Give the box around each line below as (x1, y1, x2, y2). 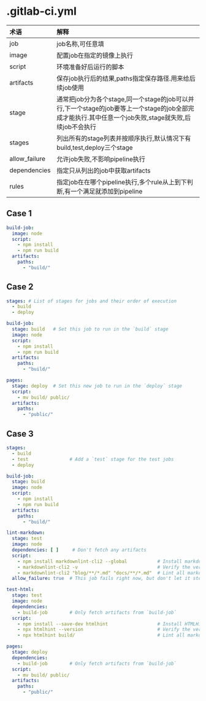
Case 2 (6, 281, 34, 292)
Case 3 (6, 428, 34, 439)
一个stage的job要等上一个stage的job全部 (70, 104, 188, 112)
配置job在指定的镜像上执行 (56, 51, 134, 60)
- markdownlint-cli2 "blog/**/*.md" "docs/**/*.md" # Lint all (17, 570, 185, 576)
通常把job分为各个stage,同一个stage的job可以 (56, 95, 188, 103)
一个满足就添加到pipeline (70, 187, 143, 195)
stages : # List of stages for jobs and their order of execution (6, 298, 177, 304)
